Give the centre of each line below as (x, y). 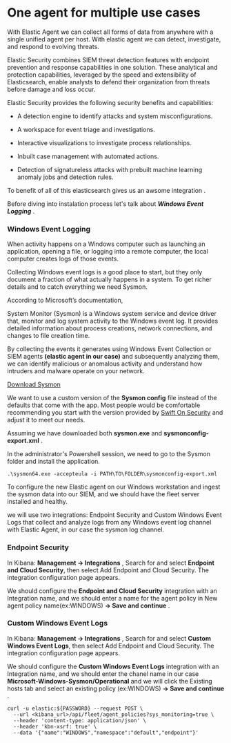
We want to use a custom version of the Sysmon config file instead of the (112, 398)
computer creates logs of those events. (63, 259)
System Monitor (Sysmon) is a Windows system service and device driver (112, 314)
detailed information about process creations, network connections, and (110, 328)
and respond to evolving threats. (53, 46)
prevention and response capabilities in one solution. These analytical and (112, 67)
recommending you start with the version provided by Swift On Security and (115, 413)
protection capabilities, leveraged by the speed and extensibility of (102, 75)
